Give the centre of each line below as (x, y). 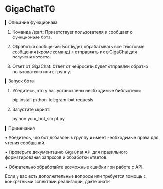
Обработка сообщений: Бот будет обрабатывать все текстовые (78, 46)
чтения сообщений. (25, 143)
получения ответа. (31, 57)
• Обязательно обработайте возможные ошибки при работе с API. (74, 167)
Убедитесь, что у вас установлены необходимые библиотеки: (76, 90)
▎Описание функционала (31, 22)
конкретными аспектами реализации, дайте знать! (58, 181)
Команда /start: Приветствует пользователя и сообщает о (72, 32)
